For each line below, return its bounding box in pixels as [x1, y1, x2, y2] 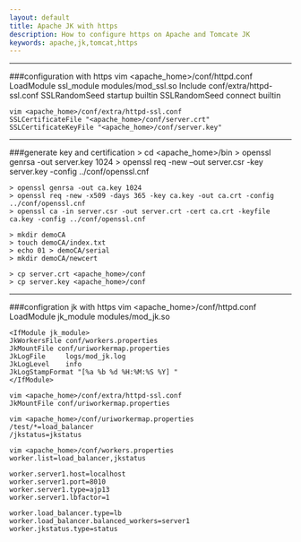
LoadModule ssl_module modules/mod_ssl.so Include [9, 81, 207, 91]
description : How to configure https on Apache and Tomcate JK [9, 30, 251, 39]
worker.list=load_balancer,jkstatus [9, 454, 146, 463]
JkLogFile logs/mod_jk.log [9, 352, 126, 361]
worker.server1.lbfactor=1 [9, 494, 110, 503]
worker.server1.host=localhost [9, 469, 126, 479]
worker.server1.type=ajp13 [9, 486, 110, 495]
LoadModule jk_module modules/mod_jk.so [9, 311, 170, 323]
